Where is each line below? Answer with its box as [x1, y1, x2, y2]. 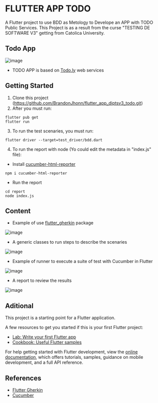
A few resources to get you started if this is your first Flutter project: [5, 325, 143, 331]
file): [12, 151, 22, 157]
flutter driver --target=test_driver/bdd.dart [5, 137, 103, 142]
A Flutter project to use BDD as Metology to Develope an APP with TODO [5, 19, 154, 25]
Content [5, 206, 31, 215]
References [5, 374, 41, 382]
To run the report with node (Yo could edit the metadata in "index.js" [12, 146, 152, 152]
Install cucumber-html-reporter [12, 161, 76, 167]
